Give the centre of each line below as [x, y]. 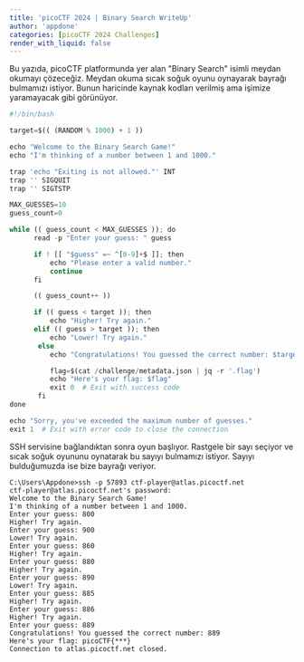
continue [66, 271]
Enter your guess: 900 [52, 530]
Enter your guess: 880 [52, 561]
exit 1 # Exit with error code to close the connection [119, 429]
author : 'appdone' [44, 26]
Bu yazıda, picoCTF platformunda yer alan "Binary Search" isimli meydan [145, 69]
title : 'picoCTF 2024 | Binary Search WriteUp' [101, 18]
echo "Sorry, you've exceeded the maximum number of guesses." [131, 421]
